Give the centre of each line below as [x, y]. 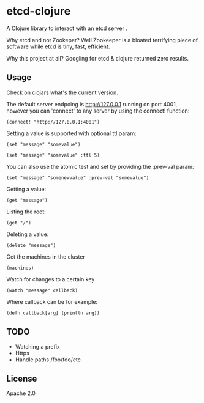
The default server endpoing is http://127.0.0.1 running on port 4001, [92, 104]
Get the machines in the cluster [46, 257]
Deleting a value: [28, 234]
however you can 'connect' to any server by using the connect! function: [98, 111]
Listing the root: [26, 212]
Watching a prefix [37, 346]
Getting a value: [26, 189]
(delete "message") [31, 245]
